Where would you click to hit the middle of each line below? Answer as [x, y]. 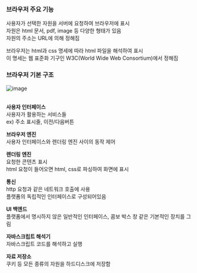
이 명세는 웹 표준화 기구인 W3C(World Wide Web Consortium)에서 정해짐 [92, 58]
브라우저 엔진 [21, 134]
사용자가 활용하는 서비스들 [36, 114]
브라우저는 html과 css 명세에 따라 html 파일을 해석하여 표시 [75, 51]
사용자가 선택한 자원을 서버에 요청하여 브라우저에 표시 [68, 23]
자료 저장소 [19, 256]
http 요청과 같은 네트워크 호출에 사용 [48, 189]
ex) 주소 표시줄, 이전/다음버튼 [40, 121]
